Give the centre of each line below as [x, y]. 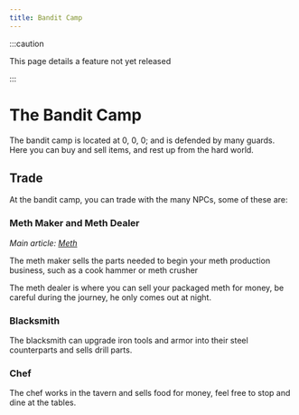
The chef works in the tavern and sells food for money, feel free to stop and [150, 393]
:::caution [27, 43]
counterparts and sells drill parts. [71, 350]
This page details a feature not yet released [90, 61]
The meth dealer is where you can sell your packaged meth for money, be [147, 288]
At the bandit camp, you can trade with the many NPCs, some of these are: [149, 200]
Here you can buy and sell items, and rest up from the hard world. [132, 149]
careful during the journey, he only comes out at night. [111, 297]
